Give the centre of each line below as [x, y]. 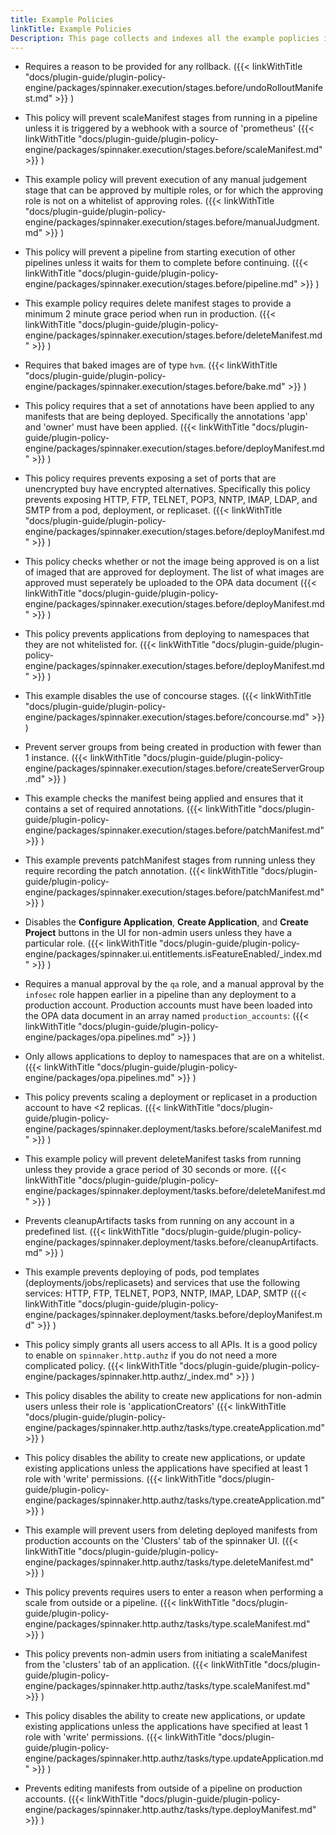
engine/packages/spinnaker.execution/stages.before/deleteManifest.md [173, 335]
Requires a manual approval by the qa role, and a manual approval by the [174, 984]
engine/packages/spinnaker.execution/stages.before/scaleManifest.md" [173, 150]
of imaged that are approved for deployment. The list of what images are [174, 572]
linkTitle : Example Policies [71, 29]
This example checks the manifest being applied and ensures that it [164, 798]
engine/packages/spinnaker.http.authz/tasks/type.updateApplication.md [174, 1758]
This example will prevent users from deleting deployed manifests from [171, 1530]
